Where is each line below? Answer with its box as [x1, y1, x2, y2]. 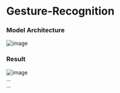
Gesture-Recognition [6, 4, 115, 18]
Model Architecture [6, 26, 65, 35]
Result [6, 55, 26, 63]
